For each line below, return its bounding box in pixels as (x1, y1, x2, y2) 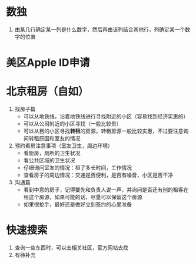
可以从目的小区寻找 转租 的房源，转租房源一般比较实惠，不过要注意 (23, 127, 184, 135)
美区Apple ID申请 (6, 56, 90, 69)
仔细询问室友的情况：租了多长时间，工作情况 (23, 164, 132, 171)
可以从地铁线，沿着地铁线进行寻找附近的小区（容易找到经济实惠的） (23, 113, 189, 120)
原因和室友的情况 (39, 135, 81, 142)
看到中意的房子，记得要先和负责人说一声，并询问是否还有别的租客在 (23, 186, 189, 194)
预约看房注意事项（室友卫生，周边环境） (14, 142, 113, 150)
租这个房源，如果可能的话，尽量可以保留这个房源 (23, 194, 142, 201)
